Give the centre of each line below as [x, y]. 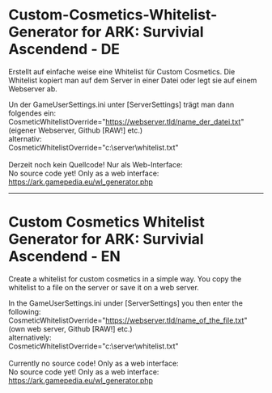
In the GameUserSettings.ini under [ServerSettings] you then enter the [125, 303]
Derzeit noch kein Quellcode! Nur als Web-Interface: [96, 164]
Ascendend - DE [64, 49]
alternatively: [30, 337]
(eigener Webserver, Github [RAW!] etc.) [76, 130]
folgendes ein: [32, 113]
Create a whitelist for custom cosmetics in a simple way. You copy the [125, 279]
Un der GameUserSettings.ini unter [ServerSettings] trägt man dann [121, 104]
